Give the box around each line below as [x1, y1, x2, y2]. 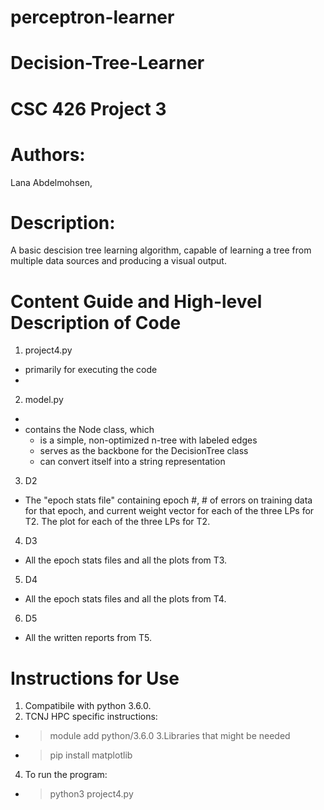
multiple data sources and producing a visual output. [10, 255, 227, 267]
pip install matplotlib [49, 749, 133, 761]
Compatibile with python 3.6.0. [24, 700, 152, 712]
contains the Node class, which [24, 424, 155, 436]
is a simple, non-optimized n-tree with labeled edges [39, 434, 258, 446]
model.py [24, 394, 64, 406]
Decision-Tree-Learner [10, 52, 205, 75]
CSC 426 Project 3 [10, 97, 167, 120]
